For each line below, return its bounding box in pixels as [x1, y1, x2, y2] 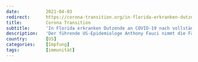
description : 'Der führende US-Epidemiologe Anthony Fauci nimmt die [6, 31, 186, 37]
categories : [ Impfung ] [6, 42, 70, 48]
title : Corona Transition [6, 19, 91, 25]
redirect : [6, 14, 31, 20]
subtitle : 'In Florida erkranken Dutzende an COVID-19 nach [6, 25, 170, 31]
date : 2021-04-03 [6, 8, 72, 15]
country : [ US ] [6, 36, 57, 42]
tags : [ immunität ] [6, 47, 75, 53]
